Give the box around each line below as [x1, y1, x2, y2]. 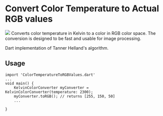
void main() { [5, 81, 34, 86]
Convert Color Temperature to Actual [5, 3, 160, 14]
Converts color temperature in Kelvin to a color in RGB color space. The [11, 30, 156, 36]
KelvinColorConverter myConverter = [14, 85, 89, 90]
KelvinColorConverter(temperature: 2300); [5, 89, 93, 94]
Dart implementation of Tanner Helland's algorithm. [5, 45, 109, 51]
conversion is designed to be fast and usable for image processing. [5, 35, 141, 41]
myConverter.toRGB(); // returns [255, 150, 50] [14, 94, 115, 99]
